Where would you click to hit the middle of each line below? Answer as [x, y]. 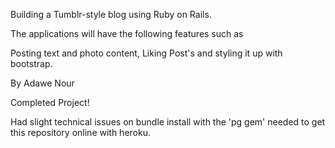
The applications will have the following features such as [127, 33]
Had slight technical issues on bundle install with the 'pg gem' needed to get [168, 122]
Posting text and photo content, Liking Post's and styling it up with [146, 53]
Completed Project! [50, 102]
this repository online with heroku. [80, 132]
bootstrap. [31, 63]
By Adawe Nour [42, 83]
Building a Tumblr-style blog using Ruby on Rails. [111, 14]
